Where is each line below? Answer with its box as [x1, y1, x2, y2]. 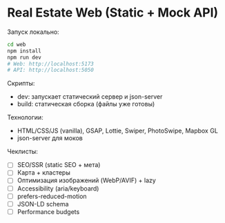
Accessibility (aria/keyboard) [17, 184, 99, 193]
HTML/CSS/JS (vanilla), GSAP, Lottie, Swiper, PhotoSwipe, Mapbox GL [17, 126, 219, 135]
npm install [7, 47, 41, 55]
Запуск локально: [7, 28, 60, 36]
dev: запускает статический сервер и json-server [17, 93, 163, 101]
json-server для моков [17, 134, 83, 142]
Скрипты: [7, 79, 35, 88]
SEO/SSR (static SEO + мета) [17, 161, 101, 169]
